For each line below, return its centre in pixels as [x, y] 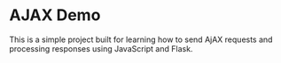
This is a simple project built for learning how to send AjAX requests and [141, 39]
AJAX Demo [55, 15]
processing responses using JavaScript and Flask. [101, 48]
